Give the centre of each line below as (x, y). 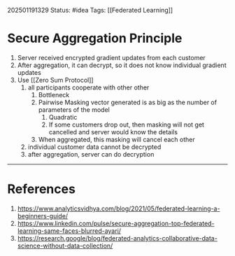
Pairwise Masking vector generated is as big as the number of (128, 102)
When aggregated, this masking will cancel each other (117, 139)
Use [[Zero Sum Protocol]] (55, 80)
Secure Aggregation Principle (95, 38)
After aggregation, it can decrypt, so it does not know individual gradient (122, 65)
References (41, 189)
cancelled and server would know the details (113, 131)
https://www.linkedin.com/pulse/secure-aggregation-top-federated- (116, 223)
